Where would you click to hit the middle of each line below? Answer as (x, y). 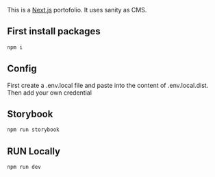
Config (22, 69)
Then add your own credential (50, 93)
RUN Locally (34, 151)
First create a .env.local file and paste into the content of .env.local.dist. (108, 85)
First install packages (54, 31)
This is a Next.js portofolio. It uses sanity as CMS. (77, 10)
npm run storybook (33, 130)
